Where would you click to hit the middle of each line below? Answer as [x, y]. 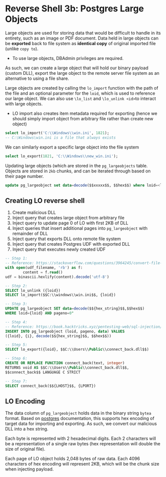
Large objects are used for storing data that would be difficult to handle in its [83, 33]
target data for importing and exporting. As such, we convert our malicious [81, 424]
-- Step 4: [16, 322]
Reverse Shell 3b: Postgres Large [75, 9]
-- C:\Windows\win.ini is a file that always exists [61, 137]
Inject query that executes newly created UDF [59, 249]
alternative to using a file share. [37, 78]
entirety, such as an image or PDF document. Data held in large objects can [82, 38]
